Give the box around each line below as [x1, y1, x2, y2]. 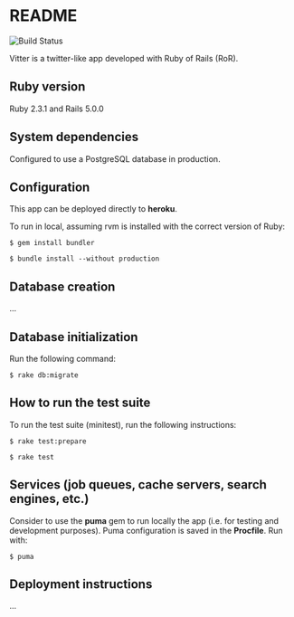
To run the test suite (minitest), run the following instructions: [9, 419, 237, 430]
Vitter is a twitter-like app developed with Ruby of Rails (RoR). [9, 52, 239, 63]
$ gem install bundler [9, 239, 95, 248]
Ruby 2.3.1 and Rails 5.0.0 [9, 103, 104, 114]
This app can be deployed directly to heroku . [9, 204, 178, 214]
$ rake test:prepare [9, 436, 88, 446]
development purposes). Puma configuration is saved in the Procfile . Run [9, 525, 283, 536]
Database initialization [9, 329, 138, 345]
